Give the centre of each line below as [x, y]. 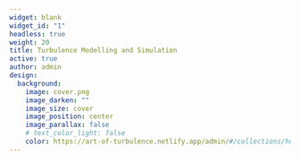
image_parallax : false [67, 125]
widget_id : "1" [37, 26]
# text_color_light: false [75, 133]
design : [24, 76]
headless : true [37, 34]
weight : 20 [29, 42]
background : [40, 84]
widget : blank [36, 17]
